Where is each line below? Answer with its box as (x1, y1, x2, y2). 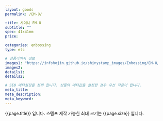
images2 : (5, 65, 23, 70)
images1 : (5, 60, 23, 66)
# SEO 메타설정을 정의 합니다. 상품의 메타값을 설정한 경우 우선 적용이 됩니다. (5, 83, 142, 88)
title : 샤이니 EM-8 (5, 20, 41, 25)
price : (5, 34, 18, 39)
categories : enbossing (5, 43, 51, 48)
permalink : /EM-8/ (5, 12, 42, 17)
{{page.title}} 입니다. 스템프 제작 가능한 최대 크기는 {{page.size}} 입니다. (5, 110, 144, 116)
